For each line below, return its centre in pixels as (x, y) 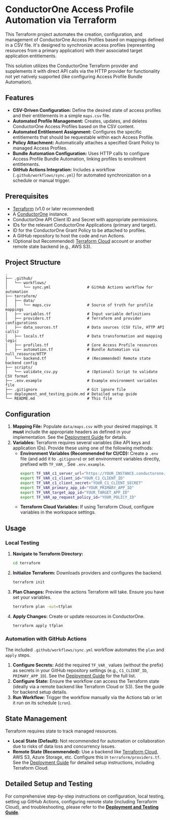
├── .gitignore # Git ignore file (65, 390)
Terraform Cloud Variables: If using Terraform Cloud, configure (87, 507)
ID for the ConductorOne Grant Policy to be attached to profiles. (79, 230)
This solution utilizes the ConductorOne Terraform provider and (72, 66)
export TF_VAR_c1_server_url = (52, 474)
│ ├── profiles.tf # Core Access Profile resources (81, 345)
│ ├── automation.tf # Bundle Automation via (72, 350)
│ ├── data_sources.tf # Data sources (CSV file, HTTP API (85, 327)
